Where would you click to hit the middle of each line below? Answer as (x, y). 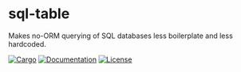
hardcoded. (27, 44)
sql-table (39, 14)
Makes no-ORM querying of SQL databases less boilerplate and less (120, 36)
